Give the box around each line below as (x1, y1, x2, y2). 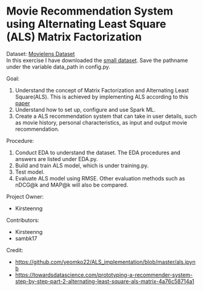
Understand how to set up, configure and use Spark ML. (15, 106, 156, 113)
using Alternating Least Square (6, 17, 167, 31)
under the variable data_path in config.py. (6, 63, 111, 70)
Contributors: (6, 216, 39, 224)
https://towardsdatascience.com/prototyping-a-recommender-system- (15, 271, 193, 278)
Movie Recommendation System (6, 4, 174, 18)
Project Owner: (6, 193, 44, 200)
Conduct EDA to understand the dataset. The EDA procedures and (15, 149, 181, 156)
